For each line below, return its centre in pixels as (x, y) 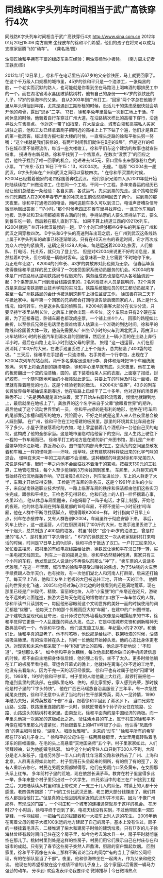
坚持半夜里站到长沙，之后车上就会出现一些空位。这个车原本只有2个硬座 (81, 312)
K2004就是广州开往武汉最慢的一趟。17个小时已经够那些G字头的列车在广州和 (81, 227)
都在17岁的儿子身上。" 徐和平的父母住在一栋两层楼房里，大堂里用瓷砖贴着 (79, 737)
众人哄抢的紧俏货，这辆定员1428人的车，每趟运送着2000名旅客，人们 (79, 245)
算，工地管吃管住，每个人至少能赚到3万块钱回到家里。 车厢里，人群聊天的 (79, 470)
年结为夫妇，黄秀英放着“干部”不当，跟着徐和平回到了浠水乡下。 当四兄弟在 (80, 700)
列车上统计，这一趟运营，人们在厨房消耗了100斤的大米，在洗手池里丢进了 (79, 524)
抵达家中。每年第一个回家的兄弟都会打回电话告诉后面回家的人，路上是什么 (83, 300)
